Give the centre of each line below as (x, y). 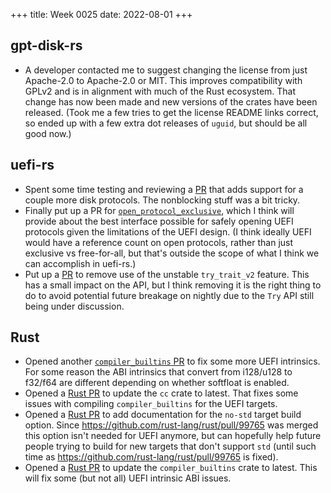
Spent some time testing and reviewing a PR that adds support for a (164, 189)
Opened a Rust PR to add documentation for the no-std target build (163, 415)
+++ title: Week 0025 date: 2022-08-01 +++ (101, 14)
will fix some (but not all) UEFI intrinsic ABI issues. (128, 478)
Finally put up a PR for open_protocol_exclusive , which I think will (159, 210)
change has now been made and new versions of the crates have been (171, 101)
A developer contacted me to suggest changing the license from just (166, 70)
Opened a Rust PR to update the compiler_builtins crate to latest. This (171, 468)
